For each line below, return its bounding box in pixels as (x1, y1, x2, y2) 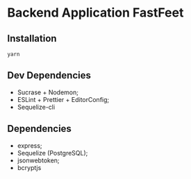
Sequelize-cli (17, 103, 56, 111)
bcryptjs (17, 163, 42, 171)
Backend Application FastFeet (7, 5, 184, 21)
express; (17, 141, 43, 150)
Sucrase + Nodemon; (17, 88, 78, 96)
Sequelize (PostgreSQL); (17, 148, 88, 157)
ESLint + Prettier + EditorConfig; (17, 95, 110, 103)
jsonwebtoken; (17, 156, 60, 164)
